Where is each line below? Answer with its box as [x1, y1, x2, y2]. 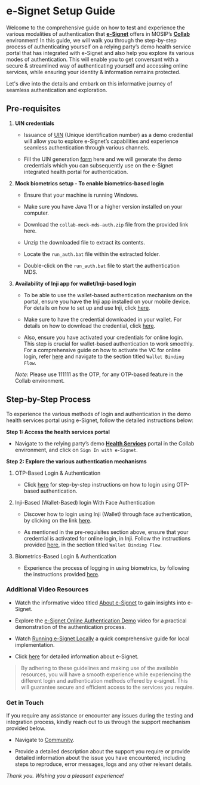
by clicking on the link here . [23, 517, 92, 524]
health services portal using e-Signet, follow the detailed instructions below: [6, 417, 194, 424]
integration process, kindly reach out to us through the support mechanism [6, 719, 191, 726]
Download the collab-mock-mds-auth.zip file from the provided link [23, 221, 189, 228]
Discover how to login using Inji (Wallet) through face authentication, [23, 510, 192, 518]
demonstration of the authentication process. [14, 623, 127, 630]
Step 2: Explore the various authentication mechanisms [6, 457, 147, 465]
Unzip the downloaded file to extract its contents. [23, 239, 145, 246]
